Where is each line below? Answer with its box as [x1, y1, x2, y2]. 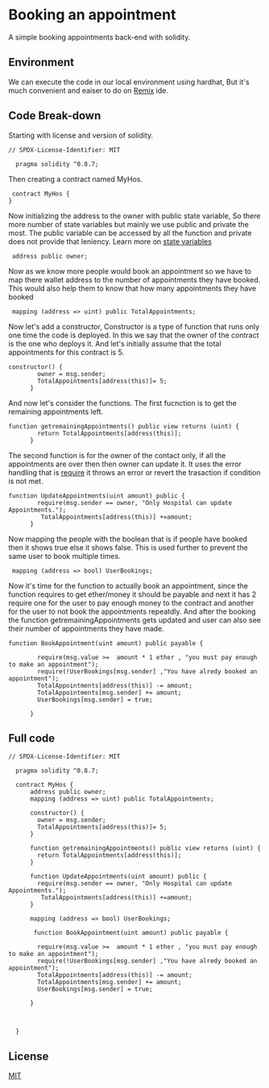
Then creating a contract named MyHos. [8, 174, 143, 184]
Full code [8, 731, 56, 745]
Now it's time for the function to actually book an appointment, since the [8, 581, 248, 590]
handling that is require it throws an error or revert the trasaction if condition [8, 467, 261, 477]
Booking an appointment [8, 6, 176, 24]
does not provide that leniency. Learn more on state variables [8, 236, 212, 246]
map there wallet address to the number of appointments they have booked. [8, 275, 261, 284]
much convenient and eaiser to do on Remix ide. [8, 85, 169, 95]
